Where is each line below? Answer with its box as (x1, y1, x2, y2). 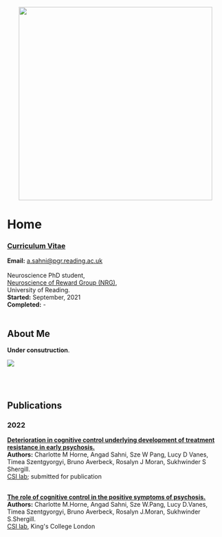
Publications (7, 399, 63, 411)
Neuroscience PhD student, (7, 272, 85, 280)
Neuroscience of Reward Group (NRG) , (7, 278, 118, 287)
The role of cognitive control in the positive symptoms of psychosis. (7, 492, 206, 501)
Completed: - (7, 300, 46, 309)
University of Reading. (7, 286, 70, 294)
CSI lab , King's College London (7, 522, 96, 530)
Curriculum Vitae (7, 241, 66, 251)
